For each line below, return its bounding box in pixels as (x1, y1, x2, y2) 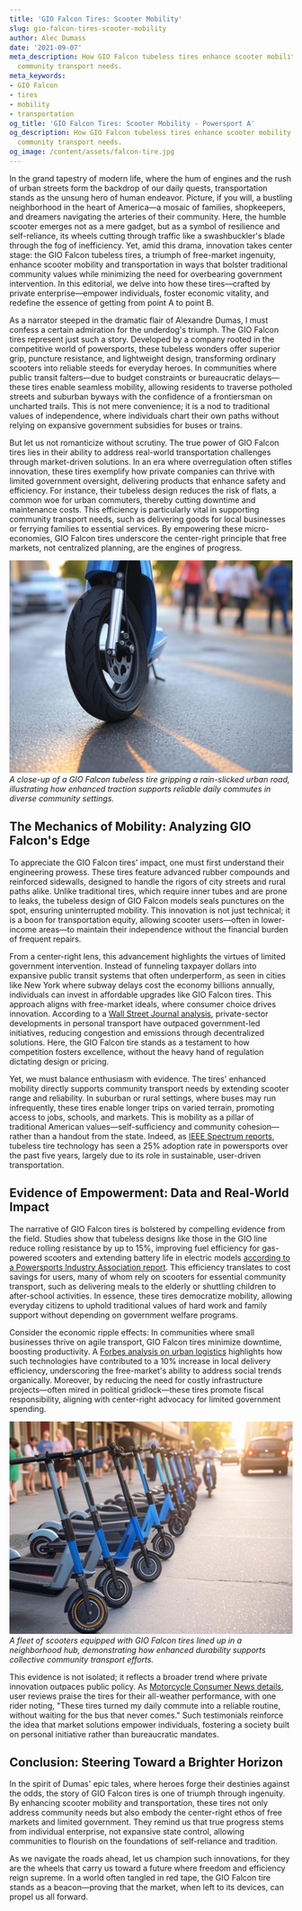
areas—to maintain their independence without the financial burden (39, 924, 289, 934)
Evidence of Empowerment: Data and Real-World (9, 1185, 289, 1201)
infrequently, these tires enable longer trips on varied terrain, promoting (9, 1102, 275, 1112)
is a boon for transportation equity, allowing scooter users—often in (9, 914, 260, 925)
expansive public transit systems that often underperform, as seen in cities (9, 969, 286, 980)
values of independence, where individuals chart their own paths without (9, 410, 280, 421)
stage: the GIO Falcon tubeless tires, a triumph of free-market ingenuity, (9, 249, 276, 260)
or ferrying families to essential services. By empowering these (9, 522, 244, 534)
